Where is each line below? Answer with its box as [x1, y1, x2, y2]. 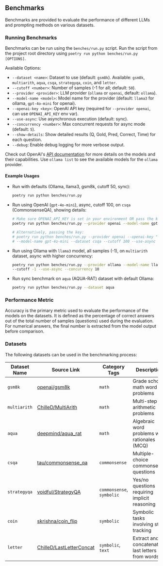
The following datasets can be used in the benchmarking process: [5, 351, 137, 357]
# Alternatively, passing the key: [12, 230, 84, 234]
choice [132, 456, 148, 463]
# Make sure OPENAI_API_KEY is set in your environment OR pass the [12, 216, 154, 221]
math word [132, 384, 157, 390]
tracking [132, 527, 152, 533]
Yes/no [132, 476, 149, 483]
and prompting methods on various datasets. [5, 22, 95, 28]
